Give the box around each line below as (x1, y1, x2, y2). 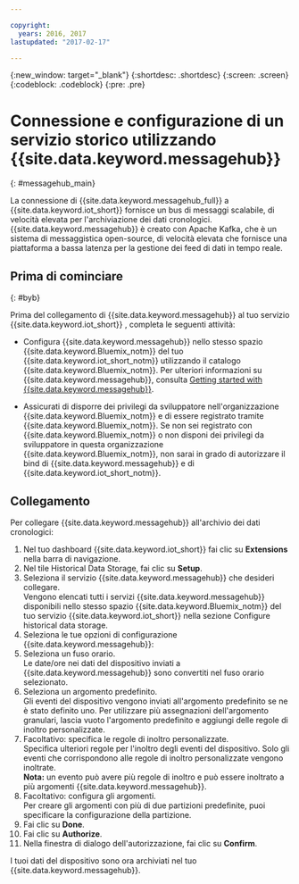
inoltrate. (22, 762, 56, 772)
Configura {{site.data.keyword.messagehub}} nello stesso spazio (22, 337, 263, 347)
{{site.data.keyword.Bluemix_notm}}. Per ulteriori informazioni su (22, 365, 262, 376)
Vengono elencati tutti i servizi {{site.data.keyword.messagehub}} (22, 591, 266, 602)
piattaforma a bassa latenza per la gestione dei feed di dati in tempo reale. (10, 243, 284, 254)
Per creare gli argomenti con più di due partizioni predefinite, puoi (22, 800, 266, 811)
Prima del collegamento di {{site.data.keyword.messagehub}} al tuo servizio (10, 310, 290, 321)
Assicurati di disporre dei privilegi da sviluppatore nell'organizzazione (22, 401, 279, 412)
